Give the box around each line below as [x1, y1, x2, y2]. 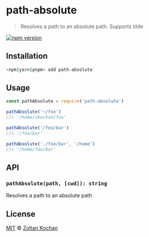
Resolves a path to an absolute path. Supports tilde [20, 23, 144, 30]
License [6, 209, 36, 219]
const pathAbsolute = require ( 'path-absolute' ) [6, 98, 124, 104]
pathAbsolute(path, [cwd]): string [6, 180, 108, 187]
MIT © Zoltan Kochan [6, 225, 58, 232]
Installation [6, 51, 48, 61]
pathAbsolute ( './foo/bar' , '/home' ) [6, 141, 95, 147]
